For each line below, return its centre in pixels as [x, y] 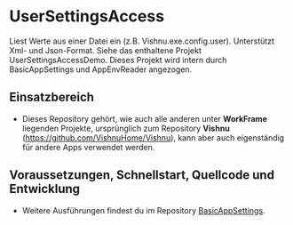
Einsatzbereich [52, 97]
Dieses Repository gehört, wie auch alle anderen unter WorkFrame [145, 118]
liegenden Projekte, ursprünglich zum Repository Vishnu [126, 128]
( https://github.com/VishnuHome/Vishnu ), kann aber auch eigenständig [153, 137]
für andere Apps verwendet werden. [88, 147]
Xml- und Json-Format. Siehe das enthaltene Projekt [105, 50]
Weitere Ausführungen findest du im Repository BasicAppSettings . [143, 210]
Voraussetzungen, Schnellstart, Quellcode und [142, 175]
